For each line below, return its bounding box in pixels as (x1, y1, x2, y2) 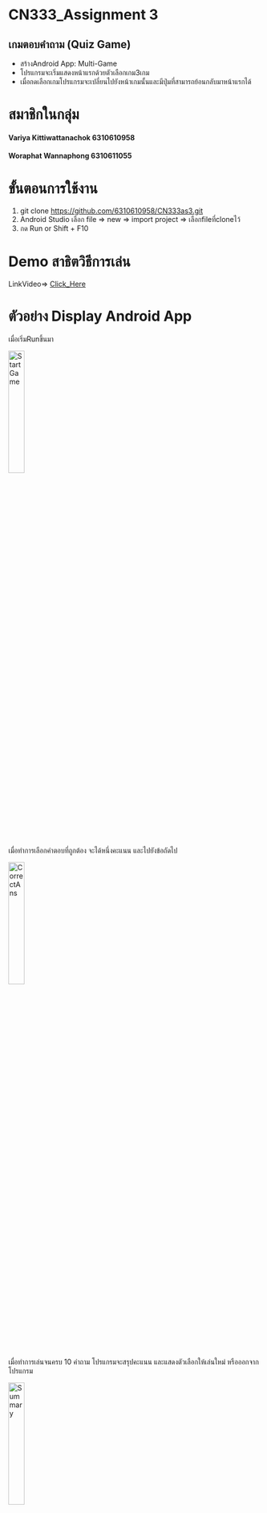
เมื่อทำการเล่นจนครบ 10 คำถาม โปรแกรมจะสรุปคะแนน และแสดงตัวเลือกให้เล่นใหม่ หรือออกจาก (8, 1357, 259, 1367)
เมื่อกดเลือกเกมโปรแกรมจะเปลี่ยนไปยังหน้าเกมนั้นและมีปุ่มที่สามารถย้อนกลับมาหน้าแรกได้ (19, 77, 252, 86)
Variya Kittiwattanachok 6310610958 (8, 132, 136, 142)
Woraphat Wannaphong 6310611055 (8, 151, 132, 161)
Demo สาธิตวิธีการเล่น (8, 252, 131, 270)
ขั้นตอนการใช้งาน (8, 179, 98, 197)
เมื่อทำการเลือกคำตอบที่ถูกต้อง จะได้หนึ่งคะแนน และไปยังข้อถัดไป (8, 845, 178, 855)
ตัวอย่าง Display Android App (8, 307, 192, 325)
